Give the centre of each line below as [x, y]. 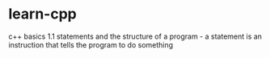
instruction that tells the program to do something [91, 44]
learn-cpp [42, 14]
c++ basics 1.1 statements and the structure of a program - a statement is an [135, 36]
